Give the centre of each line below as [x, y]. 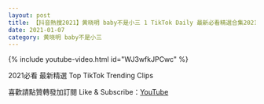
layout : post [29, 15]
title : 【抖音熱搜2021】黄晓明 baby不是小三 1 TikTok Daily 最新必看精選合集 [126, 23]
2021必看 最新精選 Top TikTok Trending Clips [81, 76]
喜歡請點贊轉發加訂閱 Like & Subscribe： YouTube [88, 92]
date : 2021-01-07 [37, 30]
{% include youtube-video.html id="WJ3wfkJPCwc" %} [98, 59]
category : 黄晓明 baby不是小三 [55, 37]
